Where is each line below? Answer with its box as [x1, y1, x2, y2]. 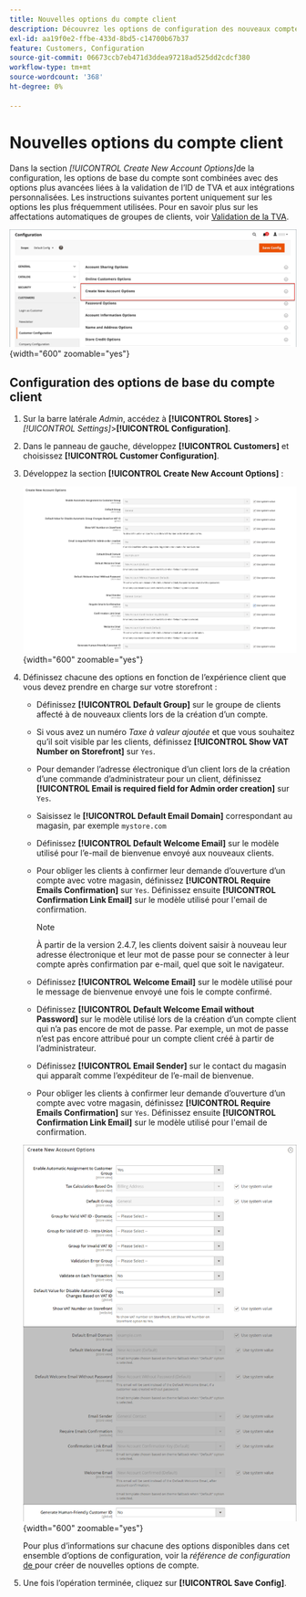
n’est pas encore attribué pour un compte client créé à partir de [36, 1033, 275, 1045]
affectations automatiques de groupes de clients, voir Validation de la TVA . [9, 211, 290, 222]
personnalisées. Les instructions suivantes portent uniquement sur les [9, 192, 273, 203]
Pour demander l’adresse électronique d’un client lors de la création [36, 763, 291, 775]
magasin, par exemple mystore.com [36, 820, 167, 831]
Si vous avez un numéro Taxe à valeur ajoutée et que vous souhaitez [36, 727, 295, 738]
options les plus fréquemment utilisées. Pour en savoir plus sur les [9, 201, 259, 212]
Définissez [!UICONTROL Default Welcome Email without [36, 1004, 255, 1015]
